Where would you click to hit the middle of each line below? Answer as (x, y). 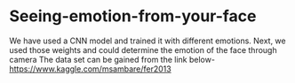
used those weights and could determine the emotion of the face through (143, 49)
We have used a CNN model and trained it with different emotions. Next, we (147, 41)
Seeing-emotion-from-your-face (133, 16)
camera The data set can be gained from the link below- (112, 59)
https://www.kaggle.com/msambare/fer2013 (90, 69)
